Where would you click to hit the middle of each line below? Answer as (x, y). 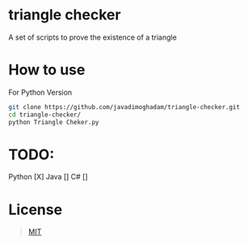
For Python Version (40, 92)
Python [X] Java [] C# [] (48, 177)
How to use (47, 70)
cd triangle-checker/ (45, 115)
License (36, 210)
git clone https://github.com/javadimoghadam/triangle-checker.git (124, 107)
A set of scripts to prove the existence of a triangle (93, 37)
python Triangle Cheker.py (54, 122)
